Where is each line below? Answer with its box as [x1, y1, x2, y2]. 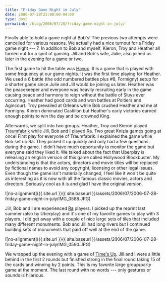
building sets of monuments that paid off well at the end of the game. [5, 227, 146, 233]
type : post [5, 16, 28, 21]
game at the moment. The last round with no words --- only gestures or [5, 267, 151, 273]
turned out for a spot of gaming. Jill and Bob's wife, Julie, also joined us [5, 51, 152, 57]
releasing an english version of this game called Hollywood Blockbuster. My [5, 155, 160, 161]
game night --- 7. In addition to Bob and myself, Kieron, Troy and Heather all [5, 45, 160, 51]
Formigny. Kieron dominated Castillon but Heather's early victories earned [5, 108, 157, 114]
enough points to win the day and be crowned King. [5, 113, 111, 119]
